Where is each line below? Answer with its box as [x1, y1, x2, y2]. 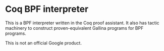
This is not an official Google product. [5, 40, 82, 46]
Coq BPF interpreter [5, 3, 89, 15]
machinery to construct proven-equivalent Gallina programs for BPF [5, 25, 144, 31]
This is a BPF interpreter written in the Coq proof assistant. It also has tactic [5, 20, 160, 26]
